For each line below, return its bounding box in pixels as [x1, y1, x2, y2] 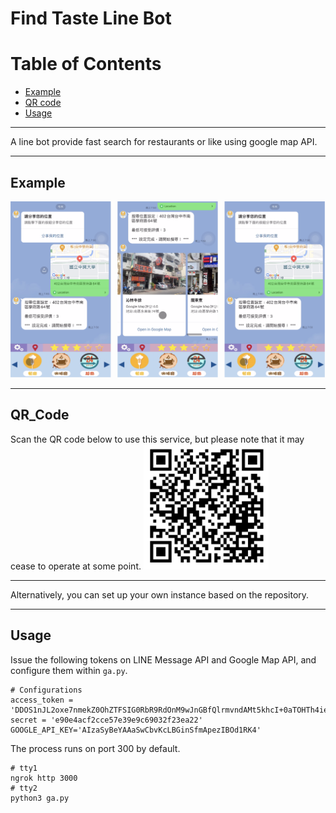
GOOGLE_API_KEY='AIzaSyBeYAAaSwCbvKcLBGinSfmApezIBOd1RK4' [10, 725, 262, 735]
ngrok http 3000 [10, 773, 78, 783]
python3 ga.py [10, 793, 70, 803]
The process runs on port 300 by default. [10, 742, 181, 754]
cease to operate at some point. [10, 560, 142, 572]
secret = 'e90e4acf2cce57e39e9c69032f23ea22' [10, 715, 203, 725]
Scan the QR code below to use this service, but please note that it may [10, 433, 305, 445]
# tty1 [10, 763, 38, 773]
